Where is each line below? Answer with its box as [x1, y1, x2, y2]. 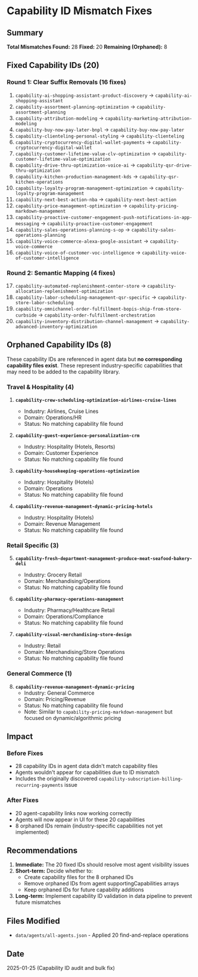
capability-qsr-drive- [136, 162, 193, 168]
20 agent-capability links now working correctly [15, 809, 132, 816]
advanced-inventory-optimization [15, 324, 98, 330]
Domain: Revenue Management [24, 520, 101, 527]
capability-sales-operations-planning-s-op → [15, 226, 130, 233]
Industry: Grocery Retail [24, 571, 82, 578]
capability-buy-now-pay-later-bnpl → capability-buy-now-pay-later [15, 126, 184, 133]
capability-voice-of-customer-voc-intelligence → [15, 249, 141, 256]
